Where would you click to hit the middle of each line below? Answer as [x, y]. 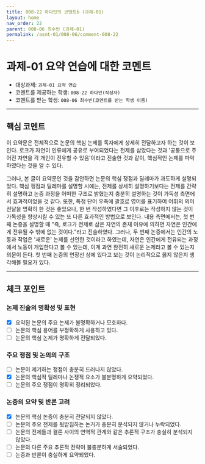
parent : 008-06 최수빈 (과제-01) [46, 29]
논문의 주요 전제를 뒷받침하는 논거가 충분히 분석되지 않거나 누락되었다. [98, 424]
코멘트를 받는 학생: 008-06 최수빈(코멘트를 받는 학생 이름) [81, 100]
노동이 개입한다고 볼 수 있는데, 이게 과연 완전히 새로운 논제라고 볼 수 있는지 [106, 247]
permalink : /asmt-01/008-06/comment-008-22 [63, 35]
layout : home [23, 18]
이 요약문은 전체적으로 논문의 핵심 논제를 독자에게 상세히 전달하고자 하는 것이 [98, 142]
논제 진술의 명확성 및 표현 [41, 308]
